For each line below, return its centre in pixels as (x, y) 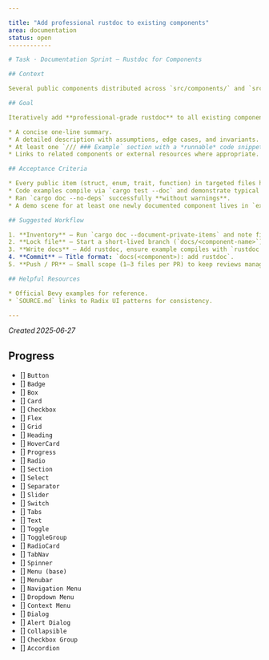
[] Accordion (40, 648)
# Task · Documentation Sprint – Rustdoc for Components (105, 60)
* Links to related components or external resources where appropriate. (134, 154)
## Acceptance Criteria (48, 169)
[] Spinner (36, 563)
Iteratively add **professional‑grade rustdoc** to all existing (119, 117)
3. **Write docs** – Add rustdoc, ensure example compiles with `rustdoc (134, 249)
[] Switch (34, 503)
